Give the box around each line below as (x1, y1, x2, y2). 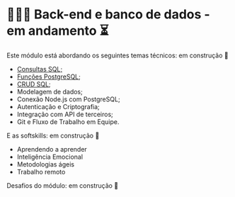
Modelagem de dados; (16, 87, 83, 96)
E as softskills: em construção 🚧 (6, 131, 100, 140)
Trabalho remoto (16, 167, 66, 176)
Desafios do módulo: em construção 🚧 (6, 181, 119, 190)
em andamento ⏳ (6, 23, 109, 39)
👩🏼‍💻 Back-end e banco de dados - (6, 6, 210, 23)
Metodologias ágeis (16, 159, 75, 169)
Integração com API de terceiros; (16, 110, 114, 118)
